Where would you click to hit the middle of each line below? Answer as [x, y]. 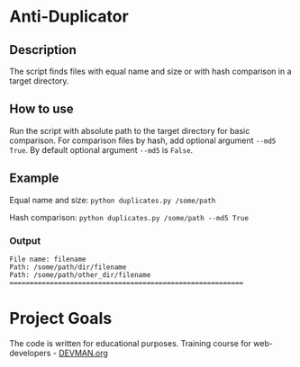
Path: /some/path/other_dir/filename [80, 275]
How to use [41, 109]
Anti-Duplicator [69, 17]
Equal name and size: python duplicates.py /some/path [113, 200]
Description [43, 50]
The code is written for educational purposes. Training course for [131, 343]
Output [25, 240]
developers [30, 353]
